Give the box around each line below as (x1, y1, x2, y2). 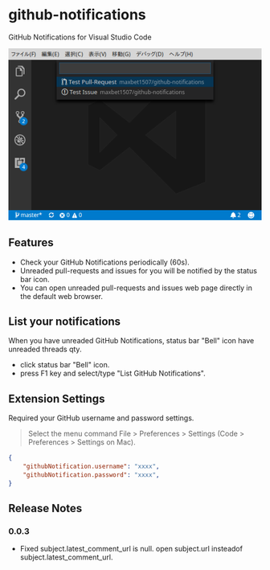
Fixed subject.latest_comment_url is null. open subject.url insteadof (19, 544, 243, 554)
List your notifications (8, 314, 121, 328)
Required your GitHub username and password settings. (8, 413, 194, 423)
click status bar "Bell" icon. (19, 360, 110, 370)
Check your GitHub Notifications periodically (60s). (19, 257, 190, 267)
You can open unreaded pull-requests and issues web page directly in (19, 283, 253, 293)
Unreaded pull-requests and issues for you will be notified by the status (19, 265, 257, 275)
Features (8, 236, 54, 250)
